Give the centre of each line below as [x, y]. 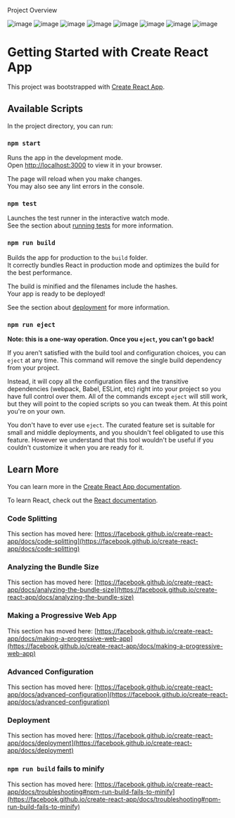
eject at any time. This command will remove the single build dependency [115, 360]
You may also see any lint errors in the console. [76, 187]
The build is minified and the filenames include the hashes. [93, 286]
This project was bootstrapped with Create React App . [86, 87]
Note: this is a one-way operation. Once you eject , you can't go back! [111, 339]
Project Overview [32, 10]
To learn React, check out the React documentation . [83, 500]
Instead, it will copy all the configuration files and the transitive [98, 381]
